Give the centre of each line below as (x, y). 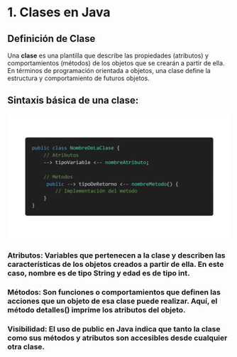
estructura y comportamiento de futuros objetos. (79, 78)
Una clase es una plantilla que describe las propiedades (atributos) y (108, 55)
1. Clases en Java (59, 12)
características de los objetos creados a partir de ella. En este (116, 265)
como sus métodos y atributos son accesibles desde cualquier (117, 338)
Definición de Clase (51, 39)
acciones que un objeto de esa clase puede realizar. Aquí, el (112, 301)
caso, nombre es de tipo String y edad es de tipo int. (99, 273)
